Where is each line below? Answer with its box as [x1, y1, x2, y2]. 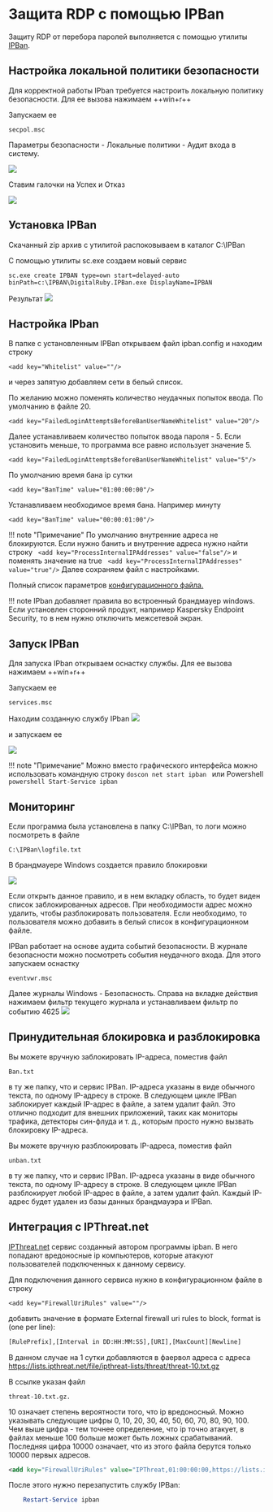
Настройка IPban [8, 317, 99, 331]
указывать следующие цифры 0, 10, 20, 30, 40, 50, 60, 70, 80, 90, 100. [8, 1415, 249, 1425]
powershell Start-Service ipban [8, 778, 118, 786]
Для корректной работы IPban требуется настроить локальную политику [8, 85, 264, 95]
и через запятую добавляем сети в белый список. [8, 377, 184, 387]
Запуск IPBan [8, 637, 80, 651]
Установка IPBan [8, 219, 97, 232]
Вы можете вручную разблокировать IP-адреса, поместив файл [8, 1141, 232, 1150]
